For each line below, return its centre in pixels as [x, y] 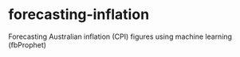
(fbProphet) [27, 44]
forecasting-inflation [79, 15]
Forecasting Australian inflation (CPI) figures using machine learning [120, 36]
